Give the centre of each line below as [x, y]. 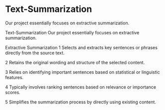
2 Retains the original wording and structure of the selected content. [75, 62]
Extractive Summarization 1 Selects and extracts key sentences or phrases [82, 47]
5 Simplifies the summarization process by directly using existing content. [81, 102]
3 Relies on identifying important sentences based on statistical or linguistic [82, 72]
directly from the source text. [35, 53]
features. [14, 77]
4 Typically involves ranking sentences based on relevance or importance [81, 87]
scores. [13, 92]
